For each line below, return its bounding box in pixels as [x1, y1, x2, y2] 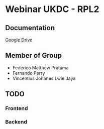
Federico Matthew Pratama [12, 64, 69, 71]
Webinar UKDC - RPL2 [5, 4, 99, 15]
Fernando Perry [12, 70, 45, 76]
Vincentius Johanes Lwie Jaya [12, 75, 76, 81]
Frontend [5, 105, 28, 112]
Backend [5, 118, 28, 125]
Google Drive [5, 37, 33, 43]
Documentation [5, 24, 55, 32]
